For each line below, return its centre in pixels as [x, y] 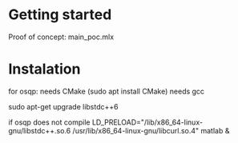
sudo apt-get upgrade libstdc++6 [63, 106]
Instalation [44, 69]
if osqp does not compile [49, 122]
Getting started [60, 15]
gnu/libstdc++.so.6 [40, 130]
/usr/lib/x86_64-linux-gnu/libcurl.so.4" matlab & [151, 130]
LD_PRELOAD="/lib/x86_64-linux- [147, 122]
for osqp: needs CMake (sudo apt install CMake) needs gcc [107, 91]
